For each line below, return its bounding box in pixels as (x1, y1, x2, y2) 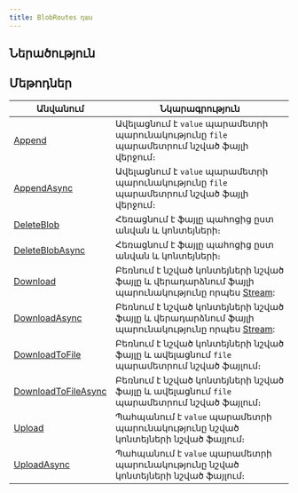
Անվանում (36, 102, 84, 115)
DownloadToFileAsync (13, 385, 107, 397)
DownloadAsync (13, 312, 82, 324)
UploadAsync (13, 458, 71, 471)
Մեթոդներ (9, 76, 73, 91)
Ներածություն (9, 46, 96, 61)
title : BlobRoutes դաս (9, 12, 93, 22)
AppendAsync (13, 181, 74, 194)
